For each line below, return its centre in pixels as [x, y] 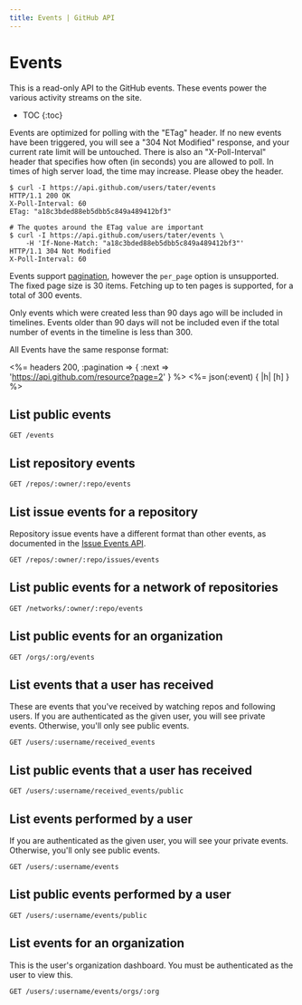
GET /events [32, 436]
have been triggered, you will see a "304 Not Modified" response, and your [150, 142]
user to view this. [42, 974]
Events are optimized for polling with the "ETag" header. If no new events [146, 132]
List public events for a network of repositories [144, 588]
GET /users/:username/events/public [78, 915]
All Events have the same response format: [89, 349]
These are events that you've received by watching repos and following [142, 707]
